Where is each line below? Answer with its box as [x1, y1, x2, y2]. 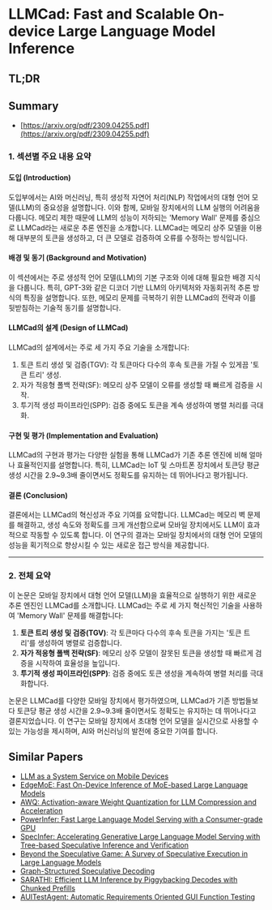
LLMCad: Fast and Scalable [8, 5, 196, 24]
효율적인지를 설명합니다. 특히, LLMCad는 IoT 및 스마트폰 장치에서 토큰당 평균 [16, 460, 261, 470]
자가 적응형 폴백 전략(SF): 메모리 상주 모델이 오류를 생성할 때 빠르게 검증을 [19, 380, 255, 389]
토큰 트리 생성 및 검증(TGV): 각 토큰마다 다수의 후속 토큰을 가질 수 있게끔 [19, 359, 249, 369]
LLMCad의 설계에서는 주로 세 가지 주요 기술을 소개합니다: [8, 342, 190, 352]
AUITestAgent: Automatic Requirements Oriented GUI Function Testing [19, 892, 256, 902]
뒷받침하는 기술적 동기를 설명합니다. [8, 303, 121, 312]
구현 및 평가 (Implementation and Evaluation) [8, 431, 159, 440]
